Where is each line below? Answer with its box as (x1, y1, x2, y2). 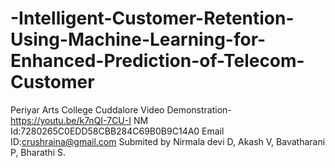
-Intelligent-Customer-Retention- (10, 7, 295, 30)
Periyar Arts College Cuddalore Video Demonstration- (10, 103, 232, 116)
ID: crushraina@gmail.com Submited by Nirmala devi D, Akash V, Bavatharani (10, 135, 326, 147)
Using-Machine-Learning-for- (10, 28, 267, 51)
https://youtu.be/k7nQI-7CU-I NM (10, 114, 149, 126)
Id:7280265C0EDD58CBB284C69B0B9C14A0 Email (10, 125, 225, 137)
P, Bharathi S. (10, 146, 66, 158)
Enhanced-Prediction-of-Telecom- (10, 50, 305, 72)
